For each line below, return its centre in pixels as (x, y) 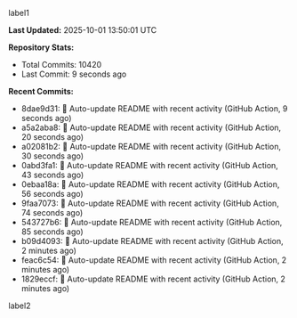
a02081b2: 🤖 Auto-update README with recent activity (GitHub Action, (151, 147)
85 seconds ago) (52, 232)
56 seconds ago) (52, 194)
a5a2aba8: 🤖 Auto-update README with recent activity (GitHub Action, (151, 127)
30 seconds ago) (52, 156)
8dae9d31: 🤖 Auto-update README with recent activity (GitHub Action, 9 (154, 109)
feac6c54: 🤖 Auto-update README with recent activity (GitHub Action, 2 (154, 260)
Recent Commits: (41, 91)
